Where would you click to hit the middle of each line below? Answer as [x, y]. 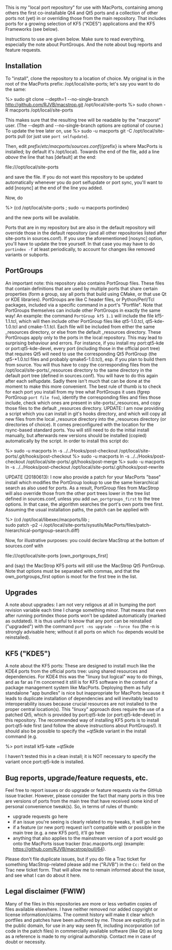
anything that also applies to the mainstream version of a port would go [88, 838]
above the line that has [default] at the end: [51, 157]
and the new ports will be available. [42, 218]
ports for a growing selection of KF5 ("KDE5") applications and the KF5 [80, 24]
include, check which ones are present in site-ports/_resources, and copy [83, 403]
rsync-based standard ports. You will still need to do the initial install [77, 430]
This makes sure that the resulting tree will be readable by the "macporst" [83, 120]
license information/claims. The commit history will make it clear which [80, 914]
